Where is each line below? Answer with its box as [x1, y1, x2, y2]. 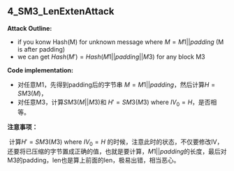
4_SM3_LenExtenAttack [7, 6, 115, 17]
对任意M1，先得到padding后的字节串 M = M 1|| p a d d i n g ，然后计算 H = [17, 80, 216, 89]
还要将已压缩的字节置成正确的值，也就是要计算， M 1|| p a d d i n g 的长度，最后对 [7, 147, 227, 156]
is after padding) [17, 45, 65, 53]
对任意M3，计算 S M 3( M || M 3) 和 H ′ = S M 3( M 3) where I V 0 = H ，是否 [17, 98, 211, 107]
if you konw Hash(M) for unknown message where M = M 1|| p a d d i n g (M [17, 38, 224, 46]
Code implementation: [7, 66, 74, 74]
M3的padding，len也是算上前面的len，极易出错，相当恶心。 [7, 156, 180, 165]
